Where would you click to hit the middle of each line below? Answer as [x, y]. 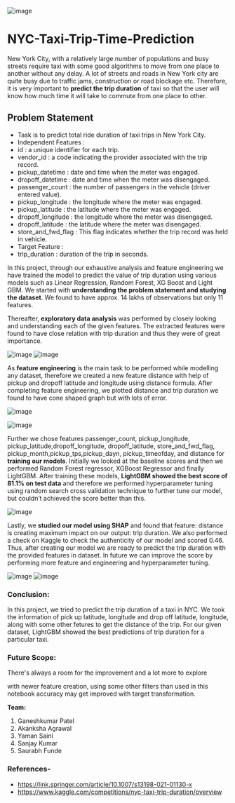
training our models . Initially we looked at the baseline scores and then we [115, 461]
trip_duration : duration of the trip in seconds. [83, 254]
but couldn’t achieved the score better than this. [76, 498]
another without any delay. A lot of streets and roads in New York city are [113, 73]
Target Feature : [40, 246]
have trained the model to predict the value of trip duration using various [112, 275]
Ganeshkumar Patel [46, 721]
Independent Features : [51, 142]
